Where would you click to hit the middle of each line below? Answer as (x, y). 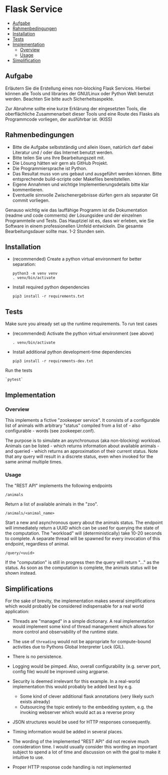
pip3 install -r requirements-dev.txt (53, 361)
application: (17, 611)
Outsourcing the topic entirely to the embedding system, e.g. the (86, 707)
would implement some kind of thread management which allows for (83, 626)
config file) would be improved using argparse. (60, 671)
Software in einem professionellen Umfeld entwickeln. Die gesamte (74, 226)
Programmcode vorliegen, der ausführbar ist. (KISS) (59, 119)
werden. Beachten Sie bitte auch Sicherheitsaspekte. (59, 99)
